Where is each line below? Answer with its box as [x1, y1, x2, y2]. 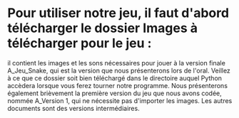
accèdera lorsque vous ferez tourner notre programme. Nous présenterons [7, 81, 228, 90]
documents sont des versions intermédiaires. [7, 104, 141, 112]
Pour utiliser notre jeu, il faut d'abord [7, 5, 230, 21]
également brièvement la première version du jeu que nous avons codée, [7, 89, 223, 97]
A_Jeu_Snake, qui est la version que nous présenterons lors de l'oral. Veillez [7, 66, 230, 75]
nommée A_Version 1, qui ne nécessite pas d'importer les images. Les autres [7, 96, 233, 104]
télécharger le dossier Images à [7, 20, 198, 36]
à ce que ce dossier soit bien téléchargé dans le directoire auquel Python [7, 73, 223, 82]
